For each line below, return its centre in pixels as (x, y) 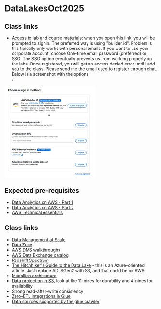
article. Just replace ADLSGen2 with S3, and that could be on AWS (78, 270)
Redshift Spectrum (30, 260)
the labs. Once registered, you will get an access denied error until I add (83, 64)
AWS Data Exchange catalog (40, 255)
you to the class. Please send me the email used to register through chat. (84, 69)
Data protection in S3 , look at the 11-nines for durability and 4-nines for (82, 281)
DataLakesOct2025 (44, 8)
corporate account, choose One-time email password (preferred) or (79, 53)
